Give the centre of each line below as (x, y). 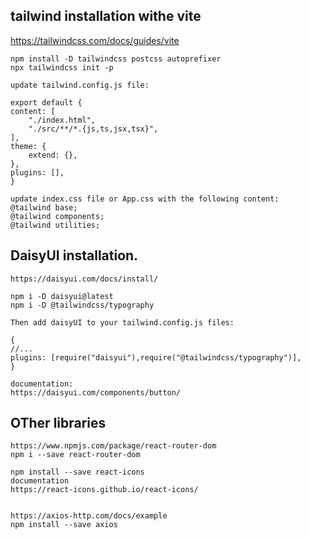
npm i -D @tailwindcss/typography (82, 305)
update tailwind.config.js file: (80, 85)
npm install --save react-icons (77, 472)
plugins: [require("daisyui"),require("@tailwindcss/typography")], (156, 357)
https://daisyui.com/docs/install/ (84, 279)
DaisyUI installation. (74, 255)
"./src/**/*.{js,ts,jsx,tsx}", (93, 129)
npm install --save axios (64, 525)
